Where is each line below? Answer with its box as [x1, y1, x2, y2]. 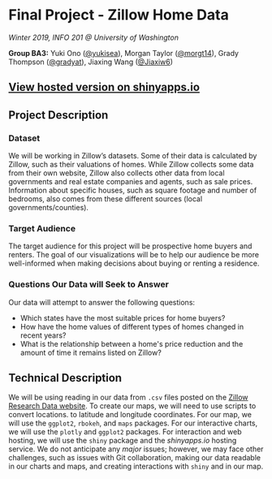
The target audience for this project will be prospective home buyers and [8, 241, 253, 251]
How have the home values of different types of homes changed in [19, 321, 244, 331]
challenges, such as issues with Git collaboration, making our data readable [8, 453, 261, 463]
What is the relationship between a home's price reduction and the [19, 339, 244, 348]
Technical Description [8, 371, 123, 385]
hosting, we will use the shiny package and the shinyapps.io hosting [8, 436, 237, 446]
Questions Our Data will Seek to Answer [8, 278, 169, 290]
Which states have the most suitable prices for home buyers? [19, 313, 226, 322]
